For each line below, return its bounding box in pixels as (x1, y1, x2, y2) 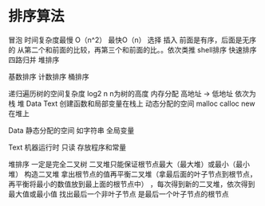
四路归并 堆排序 (8, 55, 60, 64)
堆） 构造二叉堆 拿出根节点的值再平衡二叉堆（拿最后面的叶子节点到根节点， (8, 169, 257, 179)
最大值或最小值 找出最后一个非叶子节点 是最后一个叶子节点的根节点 (8, 189, 229, 199)
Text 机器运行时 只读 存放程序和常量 (8, 142, 127, 152)
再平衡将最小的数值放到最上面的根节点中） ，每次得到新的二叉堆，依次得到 (8, 179, 255, 189)
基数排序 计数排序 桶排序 (8, 72, 89, 81)
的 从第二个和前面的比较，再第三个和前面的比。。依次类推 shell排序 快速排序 (8, 45, 257, 54)
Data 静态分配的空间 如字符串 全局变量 (8, 125, 135, 135)
